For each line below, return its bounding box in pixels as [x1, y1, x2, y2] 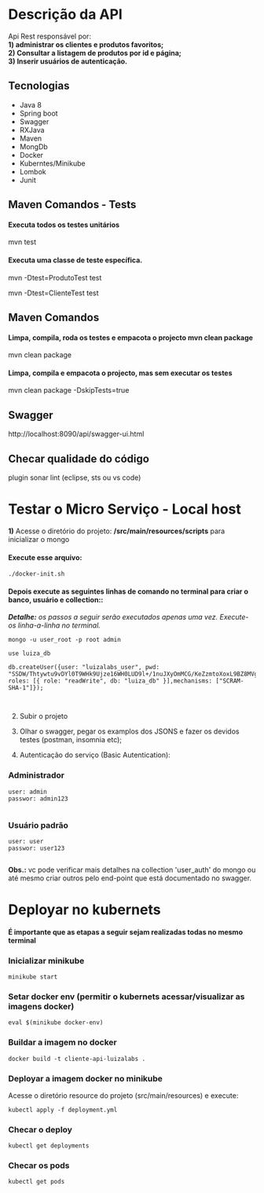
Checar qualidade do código [8, 452, 149, 465]
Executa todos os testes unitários [8, 220, 120, 229]
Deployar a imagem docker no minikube [8, 1073, 163, 1084]
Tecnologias [8, 79, 70, 93]
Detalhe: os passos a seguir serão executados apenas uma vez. [8, 613, 218, 622]
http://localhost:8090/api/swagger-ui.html [8, 430, 145, 439]
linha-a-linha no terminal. [17, 620, 101, 630]
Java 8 [19, 100, 42, 109]
